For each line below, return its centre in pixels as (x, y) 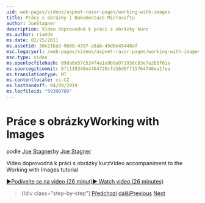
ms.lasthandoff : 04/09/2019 (42, 86)
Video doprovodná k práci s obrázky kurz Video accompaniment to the (95, 163)
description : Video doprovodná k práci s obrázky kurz (77, 29)
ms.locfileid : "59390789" (39, 91)
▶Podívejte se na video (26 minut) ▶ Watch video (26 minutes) (85, 181)
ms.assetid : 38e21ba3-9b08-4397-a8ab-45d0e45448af (72, 46)
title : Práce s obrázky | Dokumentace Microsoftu (71, 18)
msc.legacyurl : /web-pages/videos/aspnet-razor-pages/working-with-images (103, 52)
